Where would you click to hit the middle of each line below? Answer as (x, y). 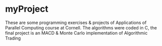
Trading (13, 38)
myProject (27, 9)
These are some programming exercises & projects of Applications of (76, 23)
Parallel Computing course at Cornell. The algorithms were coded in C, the (81, 27)
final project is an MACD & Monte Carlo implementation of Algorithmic (76, 33)
